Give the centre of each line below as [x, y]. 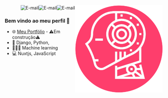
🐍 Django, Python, [31, 42]
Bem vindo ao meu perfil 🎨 [37, 20]
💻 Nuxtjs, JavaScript [34, 53]
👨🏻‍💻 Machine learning [35, 48]
